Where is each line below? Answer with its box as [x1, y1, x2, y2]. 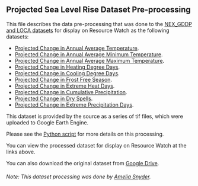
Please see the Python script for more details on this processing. [6, 130, 164, 137]
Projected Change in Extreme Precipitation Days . [14, 101, 134, 108]
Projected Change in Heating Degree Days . [14, 63, 120, 70]
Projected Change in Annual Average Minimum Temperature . [14, 50, 163, 58]
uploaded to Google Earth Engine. [6, 118, 89, 126]
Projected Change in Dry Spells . [14, 95, 93, 102]
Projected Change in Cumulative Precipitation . [14, 88, 127, 95]
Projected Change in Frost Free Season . [14, 76, 113, 83]
